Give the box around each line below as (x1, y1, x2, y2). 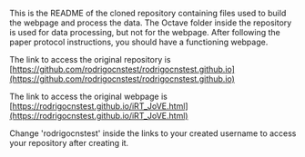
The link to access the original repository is (9, 54, 171, 64)
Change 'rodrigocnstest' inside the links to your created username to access (9, 128, 297, 139)
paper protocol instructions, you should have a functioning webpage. (9, 36, 269, 47)
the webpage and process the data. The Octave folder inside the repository (9, 17, 292, 28)
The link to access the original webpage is (9, 91, 168, 102)
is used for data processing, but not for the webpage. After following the (9, 27, 280, 37)
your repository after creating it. (9, 138, 129, 148)
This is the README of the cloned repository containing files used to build (9, 8, 287, 18)
